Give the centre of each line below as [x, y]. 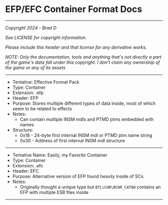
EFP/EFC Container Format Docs [74, 9]
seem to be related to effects [42, 108]
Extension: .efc [28, 165]
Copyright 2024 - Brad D [31, 28]
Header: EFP [25, 98]
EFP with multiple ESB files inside [54, 192]
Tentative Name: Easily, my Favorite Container [60, 155]
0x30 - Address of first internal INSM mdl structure [72, 140]
